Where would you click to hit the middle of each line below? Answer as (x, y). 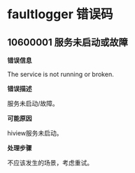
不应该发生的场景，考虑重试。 (50, 163)
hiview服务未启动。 (35, 133)
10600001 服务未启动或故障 (67, 42)
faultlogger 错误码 (60, 14)
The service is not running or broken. (61, 74)
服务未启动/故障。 (33, 103)
